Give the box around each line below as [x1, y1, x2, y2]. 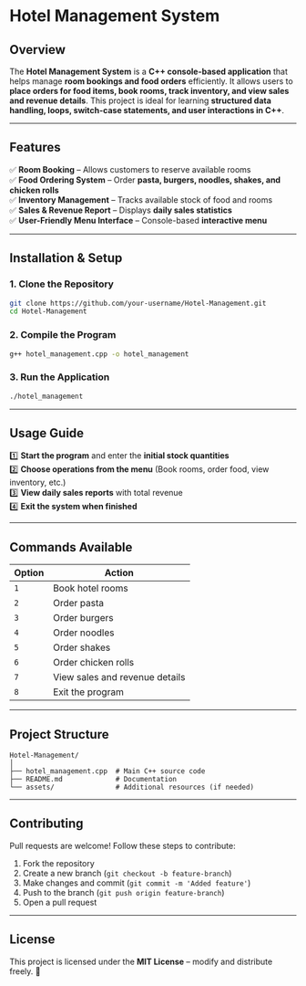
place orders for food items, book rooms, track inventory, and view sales [9, 86, 290, 96]
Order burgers [53, 612, 114, 624]
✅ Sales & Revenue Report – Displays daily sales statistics [9, 205, 232, 215]
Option [14, 567, 45, 580]
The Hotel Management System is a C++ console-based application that [9, 66, 289, 77]
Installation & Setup [9, 250, 123, 266]
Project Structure [9, 727, 109, 742]
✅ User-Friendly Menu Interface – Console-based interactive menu [9, 215, 268, 226]
